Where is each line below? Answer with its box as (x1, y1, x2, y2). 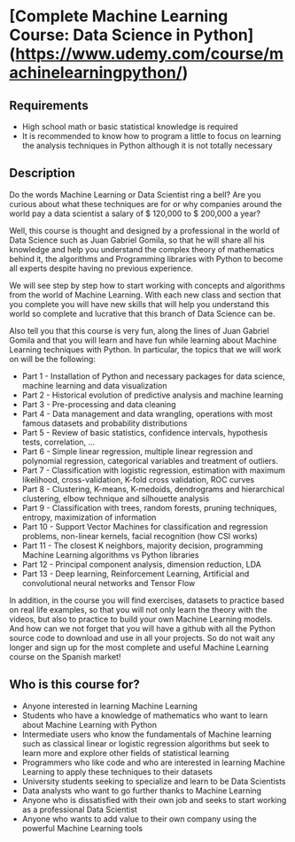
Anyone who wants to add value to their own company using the (21, 813, 257, 824)
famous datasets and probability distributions (21, 418, 188, 429)
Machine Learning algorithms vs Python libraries (21, 549, 199, 560)
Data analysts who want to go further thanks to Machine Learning (21, 785, 262, 796)
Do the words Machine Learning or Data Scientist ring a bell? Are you (9, 189, 261, 200)
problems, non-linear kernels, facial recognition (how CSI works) (21, 530, 259, 541)
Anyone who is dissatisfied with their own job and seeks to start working (21, 794, 287, 805)
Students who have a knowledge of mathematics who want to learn (21, 710, 268, 721)
